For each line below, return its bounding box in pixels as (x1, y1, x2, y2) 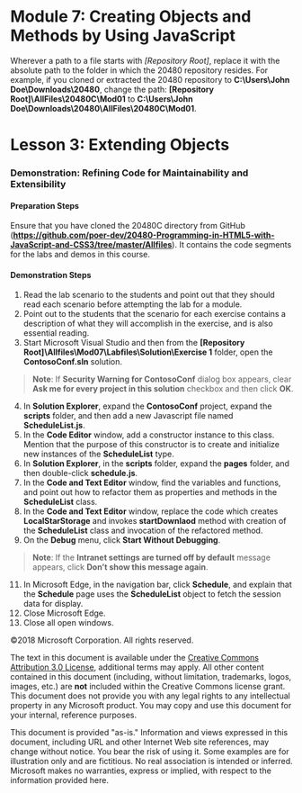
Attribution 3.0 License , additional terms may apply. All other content (10, 662, 264, 672)
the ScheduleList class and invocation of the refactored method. (22, 525, 263, 536)
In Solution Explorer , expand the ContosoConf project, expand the (22, 401, 272, 411)
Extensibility (10, 178, 67, 191)
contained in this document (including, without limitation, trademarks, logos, (10, 671, 292, 682)
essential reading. (22, 328, 90, 338)
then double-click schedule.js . (22, 468, 138, 479)
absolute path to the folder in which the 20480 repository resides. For (10, 65, 269, 76)
